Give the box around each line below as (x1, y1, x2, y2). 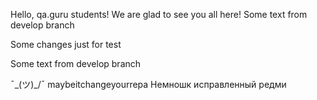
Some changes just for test (10, 39, 122, 50)
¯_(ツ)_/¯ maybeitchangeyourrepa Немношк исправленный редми (10, 79, 287, 90)
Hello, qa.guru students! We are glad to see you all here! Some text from (10, 9, 308, 20)
